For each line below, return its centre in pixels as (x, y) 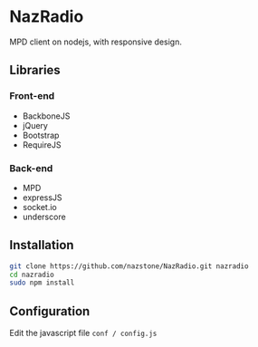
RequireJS (42, 145)
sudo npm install (42, 283)
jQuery (35, 125)
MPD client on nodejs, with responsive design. (96, 42)
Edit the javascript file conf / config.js (83, 333)
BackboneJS (46, 116)
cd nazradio (32, 275)
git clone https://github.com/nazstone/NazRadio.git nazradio (129, 266)
